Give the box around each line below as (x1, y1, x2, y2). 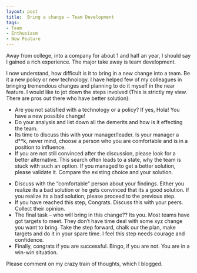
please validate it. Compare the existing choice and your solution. (14, 169, 173, 175)
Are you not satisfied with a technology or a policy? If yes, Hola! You (14, 106, 180, 113)
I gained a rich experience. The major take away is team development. (6, 58, 176, 65)
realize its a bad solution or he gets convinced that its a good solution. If (14, 187, 189, 193)
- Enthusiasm (6, 31, 38, 36)
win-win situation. (14, 249, 58, 256)
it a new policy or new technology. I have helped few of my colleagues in (6, 76, 182, 83)
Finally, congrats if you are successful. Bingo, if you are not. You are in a (14, 242, 190, 249)
